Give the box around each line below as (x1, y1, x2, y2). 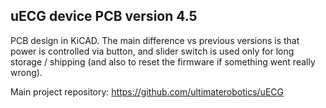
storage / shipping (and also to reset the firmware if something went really (10, 55, 316, 68)
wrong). (10, 66, 43, 78)
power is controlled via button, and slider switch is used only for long (10, 45, 295, 57)
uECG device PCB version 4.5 (10, 8, 198, 25)
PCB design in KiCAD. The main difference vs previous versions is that (10, 34, 300, 46)
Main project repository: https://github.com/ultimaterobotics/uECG (10, 85, 284, 98)
